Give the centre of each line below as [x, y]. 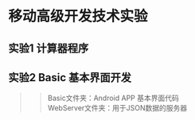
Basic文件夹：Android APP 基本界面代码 [113, 98]
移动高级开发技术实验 [78, 16]
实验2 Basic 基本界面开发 [70, 77]
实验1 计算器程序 [49, 48]
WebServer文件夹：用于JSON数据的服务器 [117, 108]
